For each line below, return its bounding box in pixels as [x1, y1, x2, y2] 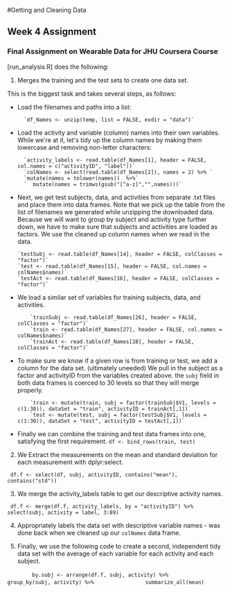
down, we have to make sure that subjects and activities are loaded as [17, 222, 218, 231]
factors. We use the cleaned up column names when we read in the [17, 230, 210, 238]
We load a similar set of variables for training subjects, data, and [17, 293, 201, 301]
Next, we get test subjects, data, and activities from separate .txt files [17, 193, 216, 201]
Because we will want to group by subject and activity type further [17, 215, 207, 223]
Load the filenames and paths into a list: [17, 103, 132, 111]
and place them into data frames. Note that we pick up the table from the [17, 200, 225, 209]
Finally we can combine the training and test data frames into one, [17, 429, 206, 438]
